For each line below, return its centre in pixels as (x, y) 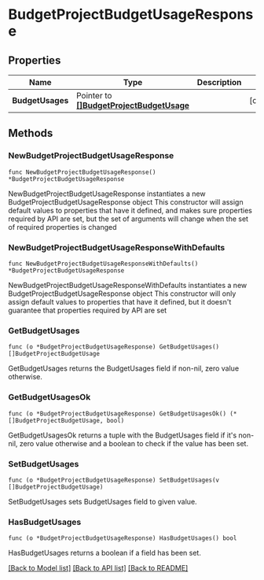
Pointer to (94, 96)
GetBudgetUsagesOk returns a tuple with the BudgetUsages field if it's (123, 435)
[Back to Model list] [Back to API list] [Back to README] (98, 568)
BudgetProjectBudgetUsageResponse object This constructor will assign (126, 201)
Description (219, 82)
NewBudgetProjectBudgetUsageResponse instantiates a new (107, 194)
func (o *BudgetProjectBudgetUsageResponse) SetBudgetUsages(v (114, 480)
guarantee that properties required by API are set (88, 310)
